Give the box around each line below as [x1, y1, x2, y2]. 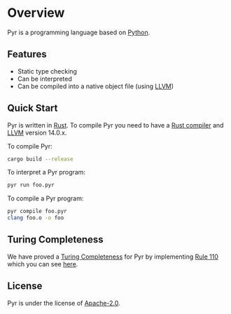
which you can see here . [7, 259, 78, 268]
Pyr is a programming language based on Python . [7, 28, 150, 36]
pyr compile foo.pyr [7, 208, 68, 215]
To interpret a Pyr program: [7, 168, 86, 177]
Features [7, 48, 47, 60]
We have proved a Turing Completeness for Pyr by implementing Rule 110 [7, 252, 219, 261]
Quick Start [7, 102, 58, 114]
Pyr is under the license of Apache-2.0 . [7, 299, 120, 307]
